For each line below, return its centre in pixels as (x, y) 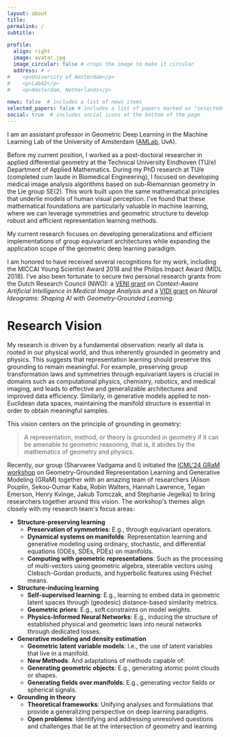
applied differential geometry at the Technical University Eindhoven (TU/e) (112, 162)
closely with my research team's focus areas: (71, 508)
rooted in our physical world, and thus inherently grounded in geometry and (114, 352)
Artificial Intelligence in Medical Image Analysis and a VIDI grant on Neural (112, 291)
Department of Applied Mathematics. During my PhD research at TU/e (106, 169)
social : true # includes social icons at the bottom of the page (104, 115)
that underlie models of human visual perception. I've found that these (106, 198)
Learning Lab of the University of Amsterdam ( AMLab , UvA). (92, 141)
